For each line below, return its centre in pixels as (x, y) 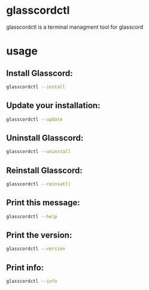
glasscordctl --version (36, 249)
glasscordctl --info (32, 282)
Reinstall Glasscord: (44, 170)
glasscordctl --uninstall (38, 152)
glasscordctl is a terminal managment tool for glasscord (75, 27)
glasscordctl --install (36, 87)
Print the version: (39, 235)
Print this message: (43, 203)
